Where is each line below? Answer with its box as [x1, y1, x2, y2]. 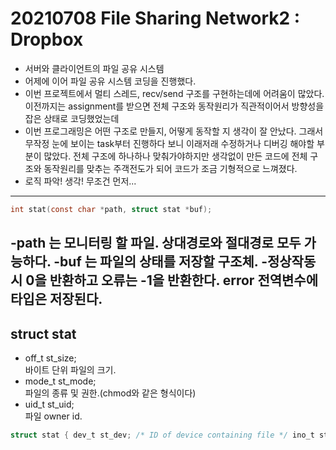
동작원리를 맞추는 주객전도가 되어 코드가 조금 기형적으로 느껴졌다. [43, 162, 298, 174]
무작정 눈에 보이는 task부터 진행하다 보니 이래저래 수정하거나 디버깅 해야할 [24, 137, 315, 149]
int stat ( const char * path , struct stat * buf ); [10, 204, 213, 214]
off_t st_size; [24, 352, 77, 364]
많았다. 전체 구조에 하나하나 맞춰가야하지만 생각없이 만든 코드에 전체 [43, 150, 308, 162]
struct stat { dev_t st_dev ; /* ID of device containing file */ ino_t [10, 430, 315, 441]
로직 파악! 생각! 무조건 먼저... [24, 175, 137, 187]
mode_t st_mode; [24, 375, 97, 387]
